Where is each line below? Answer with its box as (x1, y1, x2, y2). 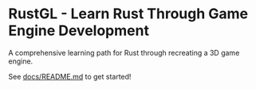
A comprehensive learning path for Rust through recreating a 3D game (8, 48, 240, 57)
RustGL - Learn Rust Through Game (8, 5, 249, 23)
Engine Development (8, 21, 150, 40)
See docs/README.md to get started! (8, 72, 132, 81)
